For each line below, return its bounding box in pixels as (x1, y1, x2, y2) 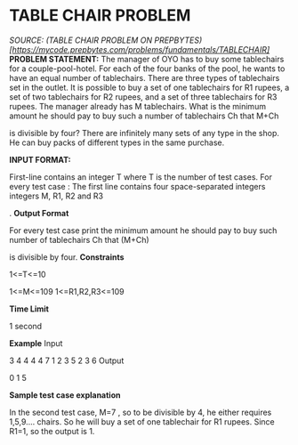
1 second (9, 320, 43, 331)
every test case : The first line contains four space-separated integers (9, 181, 266, 191)
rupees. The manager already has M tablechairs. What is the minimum (9, 101, 267, 111)
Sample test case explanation (9, 389, 121, 400)
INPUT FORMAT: (9, 154, 71, 165)
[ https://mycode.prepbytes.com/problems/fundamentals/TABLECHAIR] (9, 44, 270, 54)
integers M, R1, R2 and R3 (9, 190, 104, 201)
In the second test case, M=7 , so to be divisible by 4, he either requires (9, 407, 272, 417)
